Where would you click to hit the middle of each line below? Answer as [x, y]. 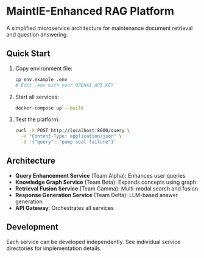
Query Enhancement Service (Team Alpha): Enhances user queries [100, 175]
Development [33, 227]
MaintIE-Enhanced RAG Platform [90, 11]
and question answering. [37, 34]
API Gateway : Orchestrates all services [65, 207]
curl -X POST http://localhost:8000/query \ [72, 131]
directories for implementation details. [54, 248]
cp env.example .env [41, 79]
